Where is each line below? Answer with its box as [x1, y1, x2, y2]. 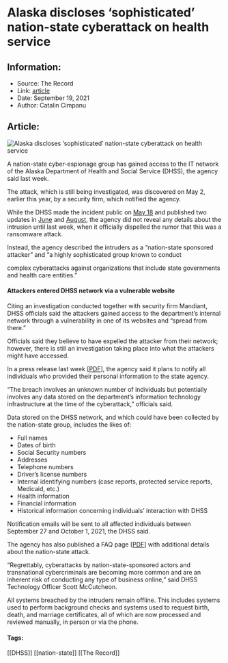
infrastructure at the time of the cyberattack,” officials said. [7, 400, 173, 408]
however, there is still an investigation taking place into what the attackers [7, 345, 215, 353]
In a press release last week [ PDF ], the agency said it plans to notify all [7, 365, 206, 373]
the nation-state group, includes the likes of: [7, 421, 132, 429]
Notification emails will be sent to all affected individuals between [7, 520, 191, 528]
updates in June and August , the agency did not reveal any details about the [7, 215, 222, 223]
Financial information [16, 499, 76, 508]
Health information [16, 492, 70, 501]
